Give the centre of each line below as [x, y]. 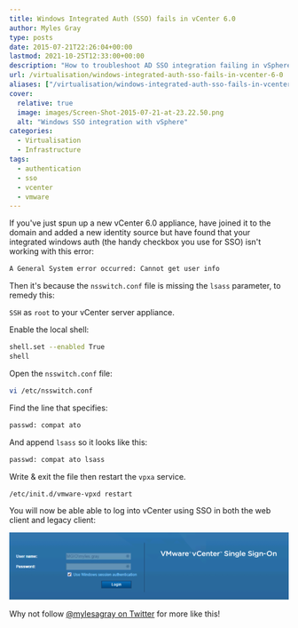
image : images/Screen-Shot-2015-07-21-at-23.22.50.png [121, 112]
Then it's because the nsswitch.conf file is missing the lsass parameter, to [145, 286]
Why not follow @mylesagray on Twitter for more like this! [115, 614]
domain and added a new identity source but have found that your [130, 233]
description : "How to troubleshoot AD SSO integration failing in [134, 66]
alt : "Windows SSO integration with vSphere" [103, 122]
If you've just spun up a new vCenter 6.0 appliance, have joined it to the [140, 223]
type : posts [31, 37]
